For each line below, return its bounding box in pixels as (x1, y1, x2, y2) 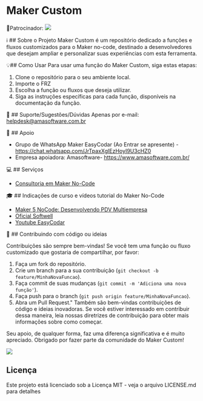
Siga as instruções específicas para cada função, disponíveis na (15, 93, 176, 100)
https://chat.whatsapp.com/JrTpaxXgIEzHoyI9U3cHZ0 (15, 147, 151, 154)
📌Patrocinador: (6, 24, 44, 31)
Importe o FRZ (15, 80, 52, 87)
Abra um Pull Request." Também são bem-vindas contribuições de (15, 299, 182, 306)
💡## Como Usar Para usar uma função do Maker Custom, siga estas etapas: (6, 61, 197, 68)
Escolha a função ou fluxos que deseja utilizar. (15, 86, 131, 94)
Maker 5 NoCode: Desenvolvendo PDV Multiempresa (15, 206, 147, 213)
